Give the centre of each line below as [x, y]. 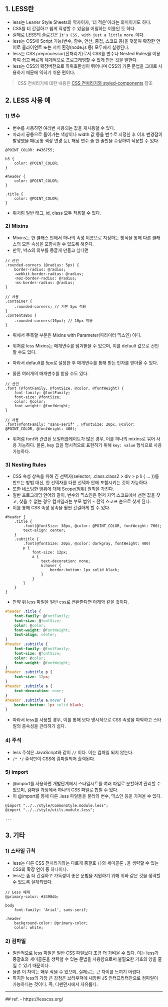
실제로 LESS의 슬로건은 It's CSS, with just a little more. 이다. [78, 35]
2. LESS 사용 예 [28, 100]
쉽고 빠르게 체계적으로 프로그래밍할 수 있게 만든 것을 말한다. [80, 60]
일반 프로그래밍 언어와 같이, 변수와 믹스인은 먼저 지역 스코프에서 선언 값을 [84, 495]
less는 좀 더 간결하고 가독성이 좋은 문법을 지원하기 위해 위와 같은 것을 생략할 [86, 875]
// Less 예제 [18, 892]
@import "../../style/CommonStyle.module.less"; [57, 805]
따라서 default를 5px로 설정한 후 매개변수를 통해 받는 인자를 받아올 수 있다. [85, 362]
